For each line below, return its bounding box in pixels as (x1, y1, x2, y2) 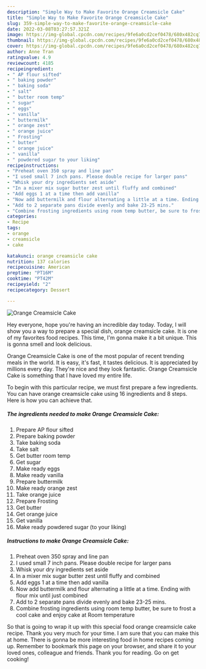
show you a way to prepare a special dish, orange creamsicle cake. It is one (7, 327, 198, 335)
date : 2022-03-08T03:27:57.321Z (7, 26, 89, 32)
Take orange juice (15, 491, 61, 498)
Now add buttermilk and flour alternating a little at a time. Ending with (15, 585, 191, 593)
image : (7, 32, 24, 38)
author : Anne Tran (7, 49, 54, 55)
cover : (7, 43, 24, 49)
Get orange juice (15, 510, 58, 517)
